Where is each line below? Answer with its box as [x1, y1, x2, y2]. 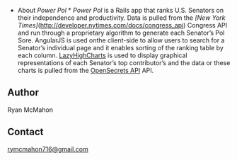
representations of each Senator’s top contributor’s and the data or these [17, 59, 231, 67]
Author [7, 86, 39, 98]
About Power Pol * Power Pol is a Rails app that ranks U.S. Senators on [17, 6, 224, 14]
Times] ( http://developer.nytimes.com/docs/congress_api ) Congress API [17, 21, 228, 29]
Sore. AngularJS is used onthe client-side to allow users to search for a [17, 36, 225, 45]
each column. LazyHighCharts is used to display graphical [17, 51, 187, 59]
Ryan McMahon [7, 105, 53, 114]
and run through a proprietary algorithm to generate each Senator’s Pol [17, 28, 225, 37]
